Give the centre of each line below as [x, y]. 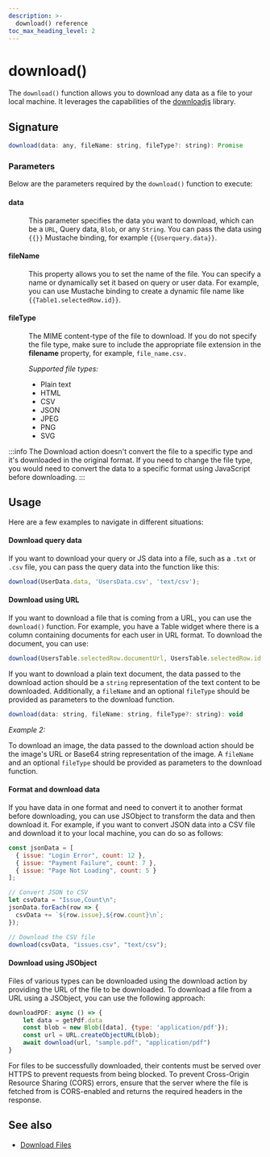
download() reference [52, 23]
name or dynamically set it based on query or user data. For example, [144, 282]
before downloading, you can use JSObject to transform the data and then [132, 816]
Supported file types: [64, 369]
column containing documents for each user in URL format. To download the [135, 635]
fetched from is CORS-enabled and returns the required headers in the [126, 1091]
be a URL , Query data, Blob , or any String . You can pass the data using [145, 229]
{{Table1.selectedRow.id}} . [75, 299]
